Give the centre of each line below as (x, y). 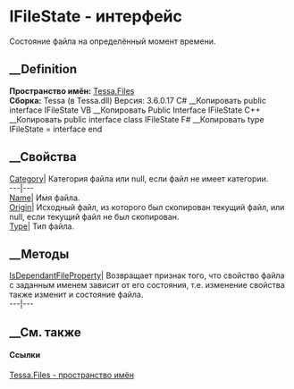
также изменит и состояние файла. (76, 295)
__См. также (46, 332)
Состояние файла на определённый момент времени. (113, 41)
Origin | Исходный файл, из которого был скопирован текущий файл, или (147, 207)
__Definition (43, 69)
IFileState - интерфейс (96, 17)
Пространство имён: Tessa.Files (72, 90)
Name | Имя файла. (45, 198)
